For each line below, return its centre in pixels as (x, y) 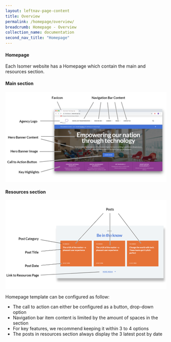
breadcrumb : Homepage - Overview (41, 27)
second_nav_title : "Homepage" (38, 38)
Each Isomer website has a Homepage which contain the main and (76, 66)
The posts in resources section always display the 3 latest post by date (88, 334)
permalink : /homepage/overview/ (40, 22)
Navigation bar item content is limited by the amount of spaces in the (85, 318)
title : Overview (23, 16)
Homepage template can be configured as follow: (58, 297)
